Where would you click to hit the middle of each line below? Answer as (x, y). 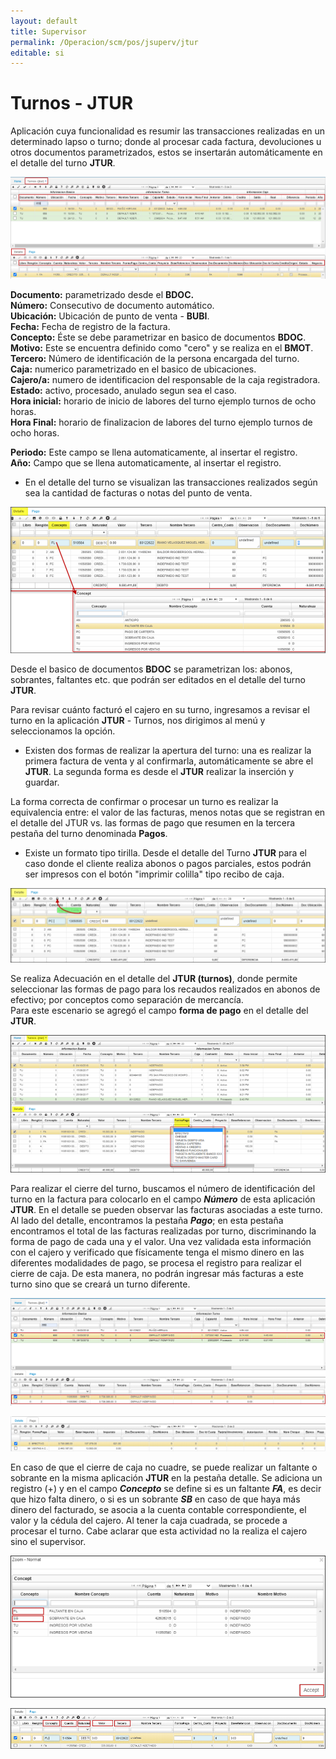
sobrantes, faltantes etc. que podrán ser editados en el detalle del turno (158, 679)
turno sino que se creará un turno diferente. (100, 1284)
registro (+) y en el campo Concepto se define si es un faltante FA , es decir (166, 1488)
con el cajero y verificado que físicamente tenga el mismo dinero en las (157, 1252)
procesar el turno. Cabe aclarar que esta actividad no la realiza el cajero (159, 1531)
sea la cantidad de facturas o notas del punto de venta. (138, 492)
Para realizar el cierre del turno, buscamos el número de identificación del (163, 1189)
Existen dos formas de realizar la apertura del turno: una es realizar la (168, 750)
